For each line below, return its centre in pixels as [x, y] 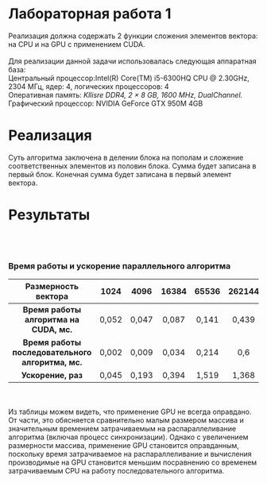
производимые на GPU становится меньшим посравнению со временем [133, 462]
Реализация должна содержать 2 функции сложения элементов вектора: [133, 36]
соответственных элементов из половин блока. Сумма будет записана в [132, 166]
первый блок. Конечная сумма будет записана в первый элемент [120, 174]
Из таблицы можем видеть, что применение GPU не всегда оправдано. [130, 412]
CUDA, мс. [52, 330]
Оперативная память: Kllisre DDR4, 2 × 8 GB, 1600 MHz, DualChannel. [126, 95]
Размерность [52, 287]
